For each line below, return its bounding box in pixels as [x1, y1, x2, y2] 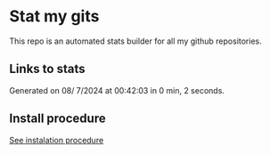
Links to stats [9, 61, 86, 77]
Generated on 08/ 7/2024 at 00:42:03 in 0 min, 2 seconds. [9, 85, 225, 95]
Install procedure [9, 111, 106, 126]
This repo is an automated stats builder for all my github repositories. [9, 36, 262, 46]
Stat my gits [9, 6, 100, 27]
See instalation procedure [9, 134, 104, 145]
